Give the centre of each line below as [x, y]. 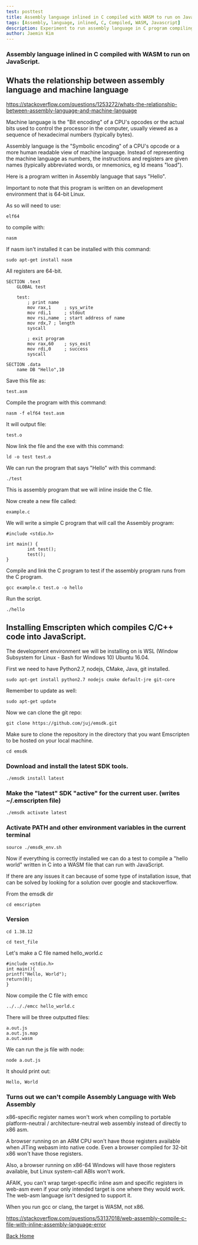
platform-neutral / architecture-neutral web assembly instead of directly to [96, 1123]
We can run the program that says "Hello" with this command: [81, 468]
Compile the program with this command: [57, 402]
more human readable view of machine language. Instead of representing [95, 152]
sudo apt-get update [32, 701]
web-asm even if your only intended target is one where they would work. [96, 1189]
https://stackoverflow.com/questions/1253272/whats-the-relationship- [92, 104]
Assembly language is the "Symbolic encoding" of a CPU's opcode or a [93, 146]
